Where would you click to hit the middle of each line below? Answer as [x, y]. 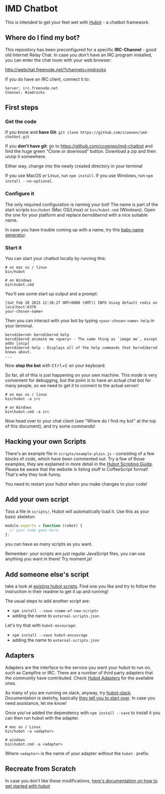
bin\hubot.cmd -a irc [27, 412]
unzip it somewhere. [26, 157]
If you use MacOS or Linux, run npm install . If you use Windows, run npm [79, 176]
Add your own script [37, 500]
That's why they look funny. [33, 474]
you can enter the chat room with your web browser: [58, 60]
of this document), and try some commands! [50, 426]
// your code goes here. [35, 530]
